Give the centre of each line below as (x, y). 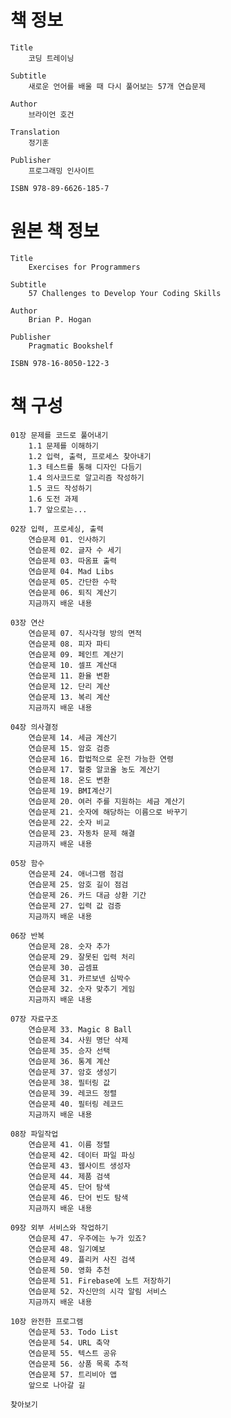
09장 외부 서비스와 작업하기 (59, 1227)
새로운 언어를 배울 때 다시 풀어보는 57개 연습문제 (117, 86)
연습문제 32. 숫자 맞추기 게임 (82, 989)
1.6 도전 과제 (53, 499)
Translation (35, 132)
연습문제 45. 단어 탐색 (69, 1187)
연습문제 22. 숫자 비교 (69, 822)
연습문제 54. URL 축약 (69, 1342)
